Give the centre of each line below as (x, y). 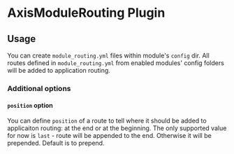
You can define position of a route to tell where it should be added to (107, 121)
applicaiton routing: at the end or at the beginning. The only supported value (117, 128)
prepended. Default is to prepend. (56, 143)
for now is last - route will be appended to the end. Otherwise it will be (109, 136)
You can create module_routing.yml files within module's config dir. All (108, 55)
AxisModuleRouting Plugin (86, 13)
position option (30, 105)
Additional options (39, 88)
